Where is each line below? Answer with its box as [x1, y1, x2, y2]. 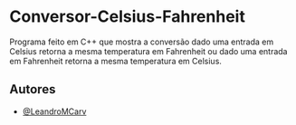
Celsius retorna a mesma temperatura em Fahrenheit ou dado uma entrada [9, 45, 288, 56]
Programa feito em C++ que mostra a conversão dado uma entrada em [9, 36, 274, 47]
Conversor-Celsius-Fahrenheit [9, 6, 246, 27]
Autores [9, 82, 56, 97]
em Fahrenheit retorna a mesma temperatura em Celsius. [9, 55, 222, 66]
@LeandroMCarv [22, 106, 87, 117]
